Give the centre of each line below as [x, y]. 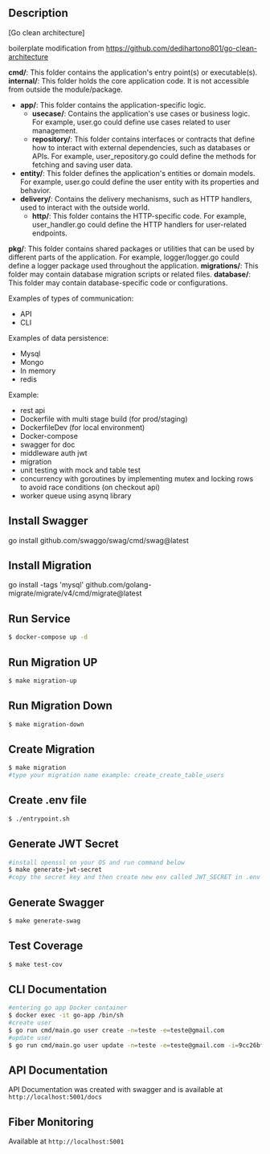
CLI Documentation [57, 989]
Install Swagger [48, 521]
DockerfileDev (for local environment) [82, 427]
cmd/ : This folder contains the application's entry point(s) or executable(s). [133, 72]
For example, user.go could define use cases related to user [131, 122]
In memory [38, 370]
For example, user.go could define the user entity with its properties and [139, 182]
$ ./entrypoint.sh [39, 819]
